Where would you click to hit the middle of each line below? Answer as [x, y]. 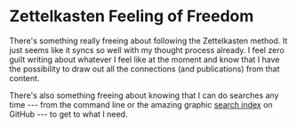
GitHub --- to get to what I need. [68, 114]
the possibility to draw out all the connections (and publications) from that [144, 69]
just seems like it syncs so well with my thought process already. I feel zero [147, 49]
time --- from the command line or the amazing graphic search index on [141, 104]
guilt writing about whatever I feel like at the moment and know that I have [144, 59]
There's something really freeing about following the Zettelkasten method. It [148, 41]
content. [24, 78]
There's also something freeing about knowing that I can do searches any [144, 95]
